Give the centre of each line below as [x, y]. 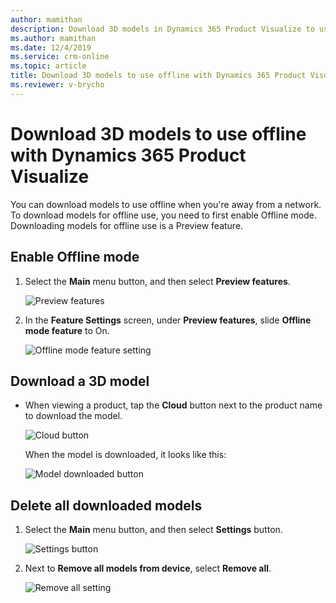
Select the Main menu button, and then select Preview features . [157, 281]
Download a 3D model [80, 381]
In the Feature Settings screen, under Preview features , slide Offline [168, 320]
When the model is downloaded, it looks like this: [125, 455]
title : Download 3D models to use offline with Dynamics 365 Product [158, 76]
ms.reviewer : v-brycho [57, 85]
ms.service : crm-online [60, 57]
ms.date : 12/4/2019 [51, 47]
